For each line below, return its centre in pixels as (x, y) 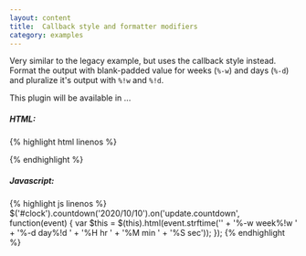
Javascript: (32, 180)
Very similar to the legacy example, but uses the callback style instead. (143, 61)
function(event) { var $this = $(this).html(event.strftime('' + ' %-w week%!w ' (153, 223)
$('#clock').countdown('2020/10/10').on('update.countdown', (125, 213)
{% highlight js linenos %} (58, 204)
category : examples (47, 35)
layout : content (40, 18)
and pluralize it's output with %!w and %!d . (87, 80)
